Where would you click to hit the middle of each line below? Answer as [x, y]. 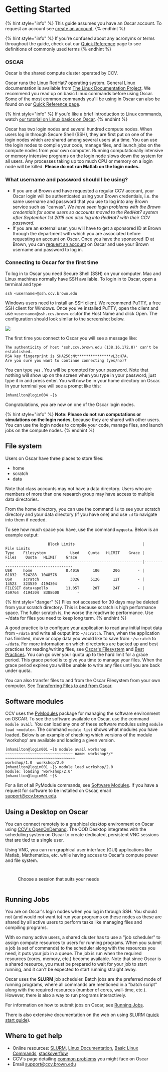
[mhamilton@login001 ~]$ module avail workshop [56, 750]
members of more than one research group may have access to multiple [80, 494]
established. [19, 352]
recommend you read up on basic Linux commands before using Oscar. [79, 94]
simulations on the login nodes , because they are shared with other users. [83, 420]
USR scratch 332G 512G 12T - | [75, 579]
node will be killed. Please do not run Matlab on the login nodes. [72, 167]
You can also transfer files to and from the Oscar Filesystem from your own [83, 680]
